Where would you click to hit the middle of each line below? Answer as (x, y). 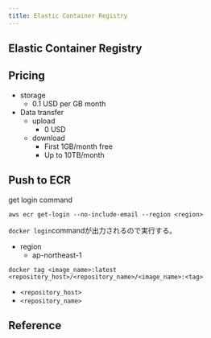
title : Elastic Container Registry (68, 16)
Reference (35, 326)
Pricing (27, 76)
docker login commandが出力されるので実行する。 (93, 230)
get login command (40, 200)
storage (33, 95)
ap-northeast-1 (57, 255)
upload (43, 121)
